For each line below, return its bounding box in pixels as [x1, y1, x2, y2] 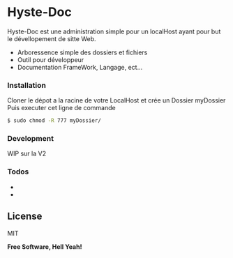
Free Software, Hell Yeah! [7, 242, 82, 251]
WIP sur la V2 [7, 149, 47, 158]
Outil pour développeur [17, 55, 84, 63]
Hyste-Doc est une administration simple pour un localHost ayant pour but [7, 27, 221, 36]
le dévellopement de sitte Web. [7, 34, 96, 43]
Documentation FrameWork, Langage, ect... [17, 63, 143, 71]
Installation [7, 80, 47, 90]
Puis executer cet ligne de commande [7, 104, 116, 112]
